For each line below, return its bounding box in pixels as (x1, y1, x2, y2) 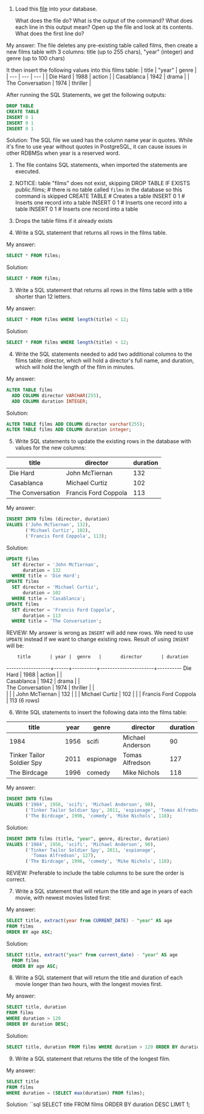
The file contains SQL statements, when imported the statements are (15, 161, 188, 169)
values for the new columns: (15, 444, 86, 451)
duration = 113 (22, 612, 61, 619)
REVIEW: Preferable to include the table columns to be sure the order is (6, 869, 185, 876)
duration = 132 (22, 567, 61, 573)
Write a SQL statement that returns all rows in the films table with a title (15, 286, 193, 294)
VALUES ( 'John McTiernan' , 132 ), (6, 522, 91, 528)
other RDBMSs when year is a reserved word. (6, 149, 120, 157)
